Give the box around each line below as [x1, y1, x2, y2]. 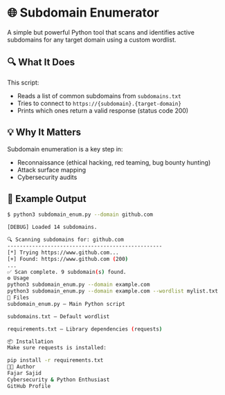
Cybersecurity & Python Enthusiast [7, 376, 110, 383]
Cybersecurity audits [17, 173, 78, 181]
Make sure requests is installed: [7, 345, 107, 351]
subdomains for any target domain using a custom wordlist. [7, 35, 177, 44]
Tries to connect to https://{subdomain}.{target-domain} [17, 99, 182, 107]
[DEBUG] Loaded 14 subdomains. [7, 223, 98, 231]
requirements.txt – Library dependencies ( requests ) [7, 325, 163, 333]
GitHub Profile [7, 383, 51, 389]
